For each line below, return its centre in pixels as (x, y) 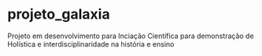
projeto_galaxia (59, 14)
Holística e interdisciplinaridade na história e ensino (91, 44)
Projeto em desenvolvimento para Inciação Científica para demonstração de (131, 36)
